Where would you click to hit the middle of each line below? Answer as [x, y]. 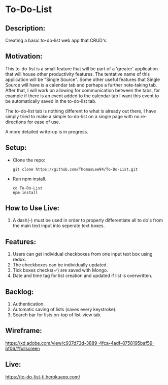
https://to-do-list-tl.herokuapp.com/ [43, 377]
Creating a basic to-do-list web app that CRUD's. [57, 40]
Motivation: [24, 56]
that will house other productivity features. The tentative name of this [78, 74]
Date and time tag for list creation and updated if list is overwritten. [82, 276]
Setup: [16, 148]
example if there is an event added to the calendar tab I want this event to [82, 96]
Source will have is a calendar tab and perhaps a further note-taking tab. [81, 85]
